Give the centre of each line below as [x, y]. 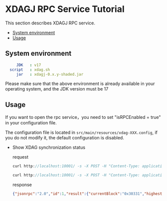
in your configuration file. [31, 123]
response [22, 185]
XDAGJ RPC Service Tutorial [65, 9]
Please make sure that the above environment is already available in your [80, 84]
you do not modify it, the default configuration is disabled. [65, 138]
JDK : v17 [29, 65]
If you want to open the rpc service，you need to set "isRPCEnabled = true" [83, 117]
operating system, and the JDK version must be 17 [57, 89]
